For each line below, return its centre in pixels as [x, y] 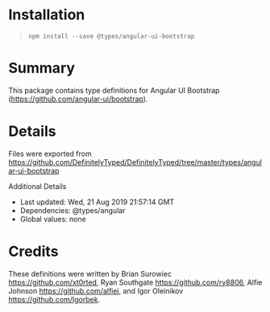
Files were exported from [50, 154]
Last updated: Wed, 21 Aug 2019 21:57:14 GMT [97, 202]
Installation [47, 15]
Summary [42, 68]
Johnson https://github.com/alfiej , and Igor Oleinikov [96, 290]
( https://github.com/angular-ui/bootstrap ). [78, 99]
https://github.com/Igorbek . [54, 299]
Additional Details [37, 186]
